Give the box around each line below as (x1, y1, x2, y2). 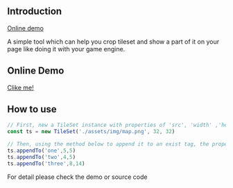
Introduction (7, 6, 62, 17)
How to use (7, 103, 57, 115)
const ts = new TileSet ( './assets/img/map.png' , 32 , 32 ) (7, 128, 175, 135)
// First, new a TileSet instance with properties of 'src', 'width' (7, 121, 213, 129)
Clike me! (7, 83, 34, 92)
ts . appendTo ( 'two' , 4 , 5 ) (7, 153, 76, 160)
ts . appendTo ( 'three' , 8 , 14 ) (7, 160, 85, 167)
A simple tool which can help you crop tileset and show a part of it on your (7, 37, 220, 46)
